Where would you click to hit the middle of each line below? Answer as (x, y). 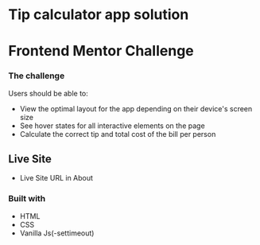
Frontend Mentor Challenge (101, 51)
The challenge (37, 76)
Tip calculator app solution (99, 15)
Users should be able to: (49, 93)
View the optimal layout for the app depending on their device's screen (136, 108)
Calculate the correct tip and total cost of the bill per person (118, 134)
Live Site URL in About (56, 178)
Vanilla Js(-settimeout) (57, 233)
